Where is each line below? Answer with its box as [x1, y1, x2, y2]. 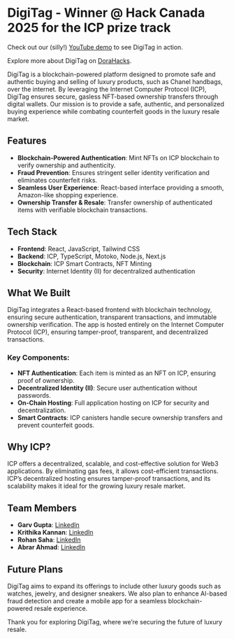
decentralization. [17, 406, 66, 414]
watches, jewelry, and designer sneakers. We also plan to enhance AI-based [7, 589, 228, 598]
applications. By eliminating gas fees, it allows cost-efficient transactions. [7, 467, 219, 475]
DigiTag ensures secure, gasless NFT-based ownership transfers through [7, 92, 219, 101]
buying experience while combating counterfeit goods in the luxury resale [7, 107, 220, 115]
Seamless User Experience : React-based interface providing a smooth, [17, 183, 224, 192]
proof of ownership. [17, 376, 75, 384]
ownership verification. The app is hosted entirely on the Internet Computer [7, 321, 224, 329]
